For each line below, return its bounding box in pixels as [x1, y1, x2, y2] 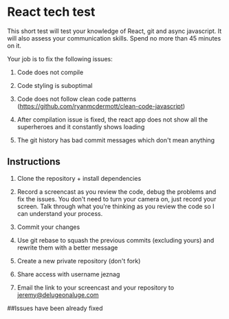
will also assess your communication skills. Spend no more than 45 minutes [7, 34, 221, 42]
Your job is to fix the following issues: [7, 54, 113, 63]
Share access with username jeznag [17, 269, 120, 278]
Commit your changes [17, 223, 80, 231]
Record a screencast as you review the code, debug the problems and [17, 187, 217, 196]
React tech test [7, 4, 96, 20]
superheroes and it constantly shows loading [17, 122, 145, 131]
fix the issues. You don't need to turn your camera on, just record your [17, 195, 217, 203]
